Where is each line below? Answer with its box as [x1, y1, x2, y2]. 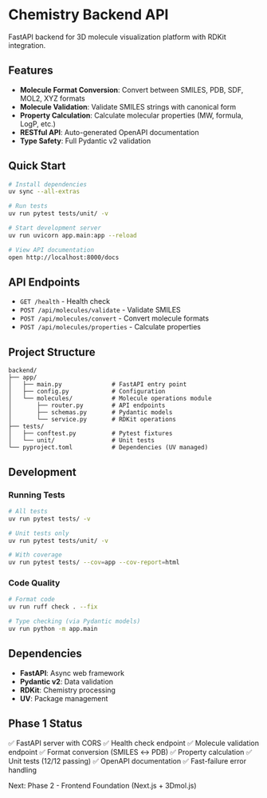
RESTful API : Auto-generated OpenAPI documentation [19, 127, 199, 137]
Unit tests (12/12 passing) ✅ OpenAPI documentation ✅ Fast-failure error [8, 756, 247, 765]
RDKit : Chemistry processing [19, 685, 116, 695]
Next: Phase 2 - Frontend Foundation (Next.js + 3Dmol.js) [8, 780, 197, 790]
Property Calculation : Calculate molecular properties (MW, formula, [19, 110, 244, 120]
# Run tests [8, 202, 48, 210]
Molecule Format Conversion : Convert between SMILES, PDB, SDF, [19, 85, 244, 94]
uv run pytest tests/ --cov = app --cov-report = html [8, 558, 180, 567]
